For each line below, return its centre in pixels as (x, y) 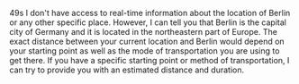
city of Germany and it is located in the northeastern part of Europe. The (143, 32)
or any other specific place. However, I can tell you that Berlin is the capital (148, 22)
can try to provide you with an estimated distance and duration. (127, 70)
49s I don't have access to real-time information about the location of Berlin (150, 13)
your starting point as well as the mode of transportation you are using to (145, 51)
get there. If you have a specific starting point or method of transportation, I (149, 60)
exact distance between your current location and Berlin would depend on (147, 41)
